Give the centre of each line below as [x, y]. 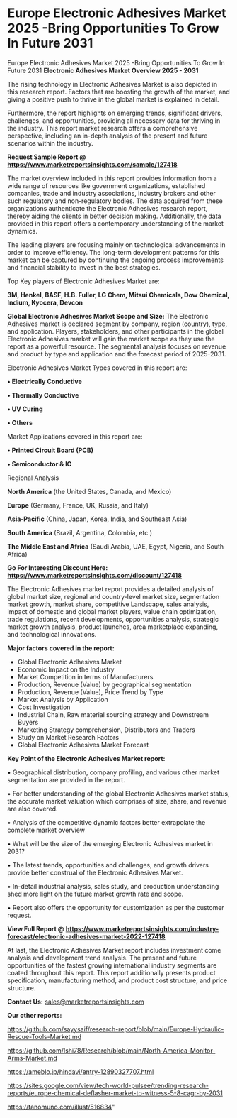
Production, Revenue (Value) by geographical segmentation [105, 684]
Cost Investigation [44, 707]
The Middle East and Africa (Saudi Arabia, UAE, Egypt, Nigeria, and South [116, 546]
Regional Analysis [33, 478]
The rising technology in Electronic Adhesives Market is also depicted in [112, 84]
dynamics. [22, 231]
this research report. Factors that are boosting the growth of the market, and [118, 92]
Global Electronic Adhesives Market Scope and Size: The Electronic [108, 316]
